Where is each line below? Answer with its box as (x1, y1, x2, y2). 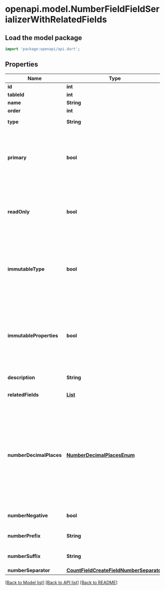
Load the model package (5, 34, 82, 42)
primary (7, 154, 27, 161)
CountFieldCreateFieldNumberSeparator (66, 567, 164, 574)
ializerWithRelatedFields (5, 14, 107, 25)
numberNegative (7, 512, 48, 519)
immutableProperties (7, 332, 58, 339)
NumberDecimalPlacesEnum (66, 451, 135, 458)
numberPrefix (7, 532, 41, 539)
